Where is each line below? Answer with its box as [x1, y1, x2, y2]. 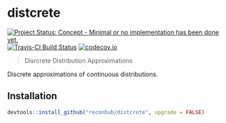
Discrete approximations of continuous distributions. [7, 70, 159, 78]
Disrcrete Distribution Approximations [24, 56, 133, 64]
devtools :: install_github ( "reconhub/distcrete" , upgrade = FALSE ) [7, 108, 205, 116]
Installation [7, 90, 57, 102]
